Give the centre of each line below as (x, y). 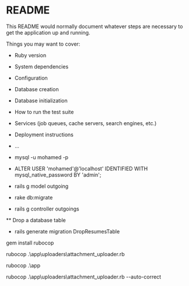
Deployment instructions (44, 135)
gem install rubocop (30, 243)
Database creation (37, 89)
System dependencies (41, 66)
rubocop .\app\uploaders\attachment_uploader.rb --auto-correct (84, 277)
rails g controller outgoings (47, 209)
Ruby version (30, 55)
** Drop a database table (36, 220)
